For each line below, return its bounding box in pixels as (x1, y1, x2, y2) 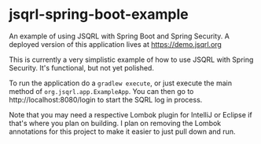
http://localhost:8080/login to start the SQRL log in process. (9, 95, 203, 104)
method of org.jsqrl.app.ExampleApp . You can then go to (9, 86, 194, 95)
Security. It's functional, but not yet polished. (9, 63, 154, 72)
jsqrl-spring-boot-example (9, 5, 189, 23)
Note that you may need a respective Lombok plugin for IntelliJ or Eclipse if (9, 110, 252, 119)
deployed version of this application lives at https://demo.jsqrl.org (9, 39, 222, 49)
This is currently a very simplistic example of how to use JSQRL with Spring (9, 55, 254, 64)
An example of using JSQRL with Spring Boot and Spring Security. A (9, 31, 230, 41)
